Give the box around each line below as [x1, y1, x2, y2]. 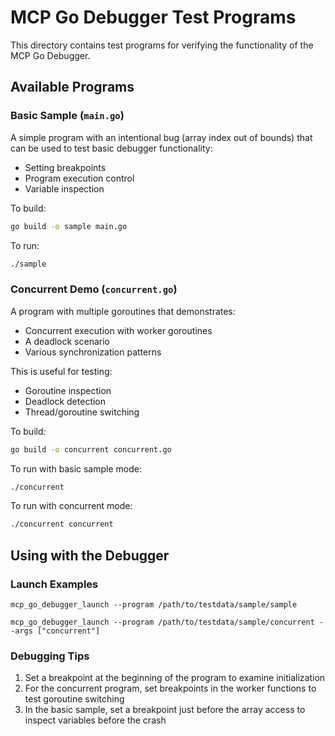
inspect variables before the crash [24, 714, 167, 726]
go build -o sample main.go [10, 221, 128, 231]
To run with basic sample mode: [10, 462, 142, 475]
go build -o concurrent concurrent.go [10, 444, 172, 455]
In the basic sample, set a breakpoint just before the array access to [24, 704, 306, 716]
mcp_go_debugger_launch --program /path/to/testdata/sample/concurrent [10, 617, 315, 627]
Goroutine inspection [24, 384, 112, 396]
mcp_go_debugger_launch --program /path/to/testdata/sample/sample [10, 599, 298, 610]
